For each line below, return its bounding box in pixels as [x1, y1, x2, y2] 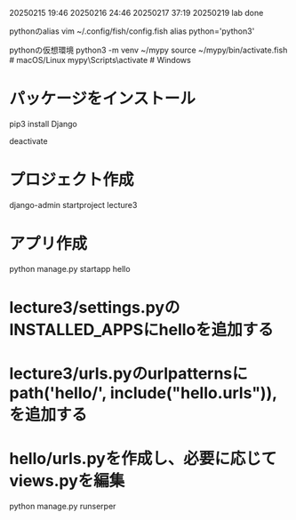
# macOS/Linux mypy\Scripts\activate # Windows [9, 55, 191, 65]
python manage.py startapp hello [9, 263, 131, 274]
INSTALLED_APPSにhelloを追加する [9, 320, 274, 340]
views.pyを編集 [9, 471, 125, 492]
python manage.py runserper [9, 501, 116, 512]
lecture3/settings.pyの [9, 298, 180, 317]
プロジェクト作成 [9, 170, 135, 190]
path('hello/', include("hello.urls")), [9, 383, 278, 404]
